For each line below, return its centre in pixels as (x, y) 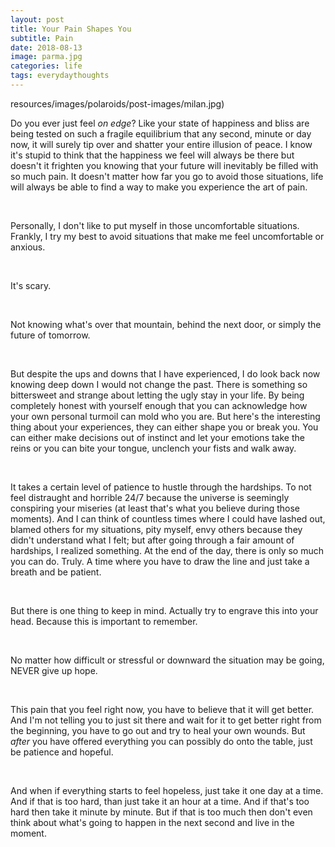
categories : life (46, 66)
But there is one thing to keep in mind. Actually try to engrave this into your (164, 610)
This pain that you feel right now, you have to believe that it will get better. (162, 709)
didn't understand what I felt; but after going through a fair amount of (152, 540)
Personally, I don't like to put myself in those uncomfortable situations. (155, 225)
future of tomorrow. (50, 335)
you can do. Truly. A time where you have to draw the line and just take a (160, 561)
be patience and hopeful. (62, 752)
